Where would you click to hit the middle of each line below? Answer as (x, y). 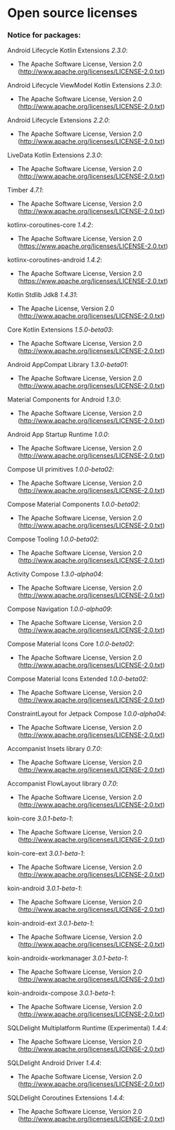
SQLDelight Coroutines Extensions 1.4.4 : (66, 1098)
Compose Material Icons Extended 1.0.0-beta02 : (78, 679)
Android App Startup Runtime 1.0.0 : (59, 435)
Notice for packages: (44, 35)
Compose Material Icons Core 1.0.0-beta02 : (71, 644)
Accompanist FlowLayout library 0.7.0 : (63, 784)
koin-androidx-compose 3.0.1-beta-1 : (61, 993)
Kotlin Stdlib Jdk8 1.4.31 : (43, 295)
